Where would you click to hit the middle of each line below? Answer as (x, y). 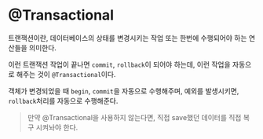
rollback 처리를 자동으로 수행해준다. (63, 101)
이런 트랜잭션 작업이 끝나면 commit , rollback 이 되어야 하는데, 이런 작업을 (119, 64)
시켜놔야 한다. (57, 127)
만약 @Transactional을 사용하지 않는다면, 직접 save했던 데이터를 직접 (134, 117)
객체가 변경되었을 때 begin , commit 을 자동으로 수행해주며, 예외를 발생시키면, (124, 91)
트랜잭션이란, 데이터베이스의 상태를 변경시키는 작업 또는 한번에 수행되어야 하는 (128, 38)
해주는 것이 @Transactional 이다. (66, 74)
